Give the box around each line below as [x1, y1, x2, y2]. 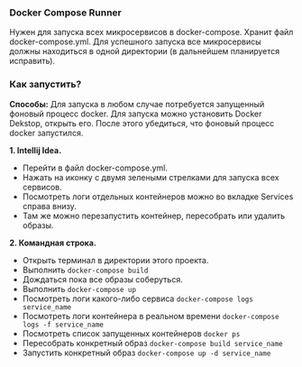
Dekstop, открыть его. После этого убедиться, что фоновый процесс [9, 117, 275, 128]
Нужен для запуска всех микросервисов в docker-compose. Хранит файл [9, 27, 294, 38]
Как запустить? [9, 78, 82, 91]
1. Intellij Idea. [9, 144, 62, 155]
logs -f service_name [22, 320, 104, 329]
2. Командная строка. [9, 237, 97, 248]
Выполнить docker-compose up [22, 283, 137, 294]
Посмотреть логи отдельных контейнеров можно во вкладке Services [22, 191, 294, 202]
